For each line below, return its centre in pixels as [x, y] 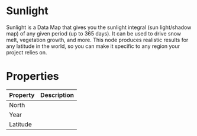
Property [22, 95]
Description [57, 95]
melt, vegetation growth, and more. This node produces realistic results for [97, 40]
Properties [33, 77]
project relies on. [27, 52]
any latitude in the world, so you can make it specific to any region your [93, 46]
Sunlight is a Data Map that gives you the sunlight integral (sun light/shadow [99, 27]
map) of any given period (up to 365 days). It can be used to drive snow [94, 33]
